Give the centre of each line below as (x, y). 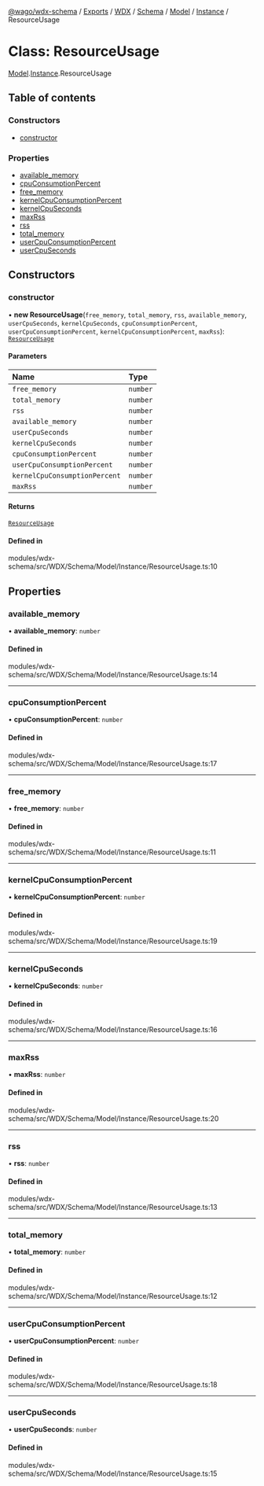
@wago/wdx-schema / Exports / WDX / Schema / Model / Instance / (119, 11)
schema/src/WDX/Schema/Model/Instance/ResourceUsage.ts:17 (113, 763)
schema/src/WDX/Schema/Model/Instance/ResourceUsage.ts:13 (113, 1208)
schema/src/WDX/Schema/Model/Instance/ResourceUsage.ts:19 (113, 941)
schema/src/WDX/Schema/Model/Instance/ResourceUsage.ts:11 (112, 852)
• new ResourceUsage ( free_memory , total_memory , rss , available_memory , (128, 315)
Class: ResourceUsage (84, 52)
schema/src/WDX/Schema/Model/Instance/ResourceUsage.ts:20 (114, 1118)
